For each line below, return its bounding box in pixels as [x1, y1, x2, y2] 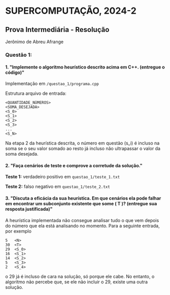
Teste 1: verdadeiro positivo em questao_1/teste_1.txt [5, 174, 120, 180]
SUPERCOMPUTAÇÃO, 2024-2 [5, 5, 137, 17]
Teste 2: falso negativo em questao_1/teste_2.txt [5, 183, 110, 190]
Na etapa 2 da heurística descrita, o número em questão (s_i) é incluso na [5, 140, 160, 146]
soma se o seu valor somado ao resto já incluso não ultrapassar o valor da [5, 145, 161, 152]
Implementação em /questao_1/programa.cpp [5, 81, 99, 87]
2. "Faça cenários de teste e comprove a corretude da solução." [5, 162, 143, 168]
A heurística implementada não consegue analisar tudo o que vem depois [5, 217, 159, 223]
